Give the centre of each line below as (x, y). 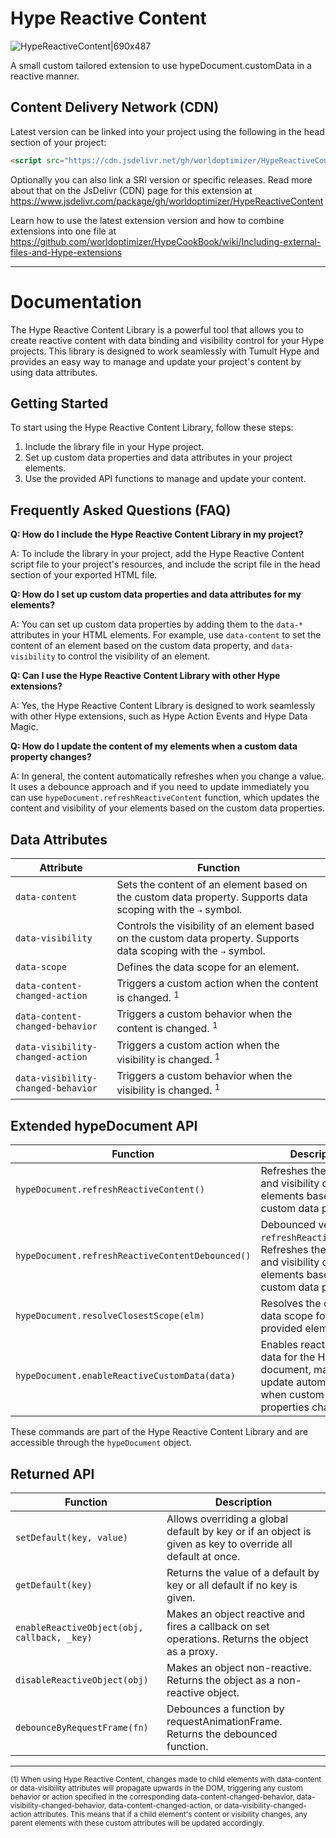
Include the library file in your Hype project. (114, 447)
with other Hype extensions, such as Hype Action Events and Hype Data (159, 716)
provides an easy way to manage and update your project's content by (156, 361)
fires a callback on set (218, 1626)
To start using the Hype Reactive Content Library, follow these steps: (152, 428)
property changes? (51, 757)
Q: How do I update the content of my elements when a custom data (154, 746)
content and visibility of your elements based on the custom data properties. (167, 808)
